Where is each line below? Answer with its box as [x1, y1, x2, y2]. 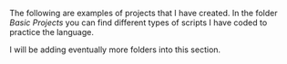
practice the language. [9, 27, 94, 37]
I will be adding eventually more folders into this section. [9, 44, 221, 55]
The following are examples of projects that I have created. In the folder [9, 8, 278, 18]
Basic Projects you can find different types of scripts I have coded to [9, 17, 268, 28]
